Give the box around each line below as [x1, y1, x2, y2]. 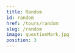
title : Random [6, 9, 43, 15]
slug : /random [6, 26, 43, 32]
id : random [6, 15, 34, 21]
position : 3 [6, 37, 37, 43]
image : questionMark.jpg [6, 32, 70, 38]
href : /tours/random [6, 20, 59, 26]
